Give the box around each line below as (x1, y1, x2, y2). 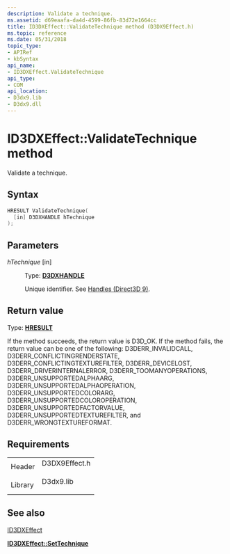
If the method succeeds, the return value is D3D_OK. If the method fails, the (7, 337, 224, 345)
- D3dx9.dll (7, 101, 42, 108)
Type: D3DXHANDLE (24, 271, 85, 280)
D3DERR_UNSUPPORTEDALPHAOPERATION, (7, 381, 136, 390)
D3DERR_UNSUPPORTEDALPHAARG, (7, 374, 115, 382)
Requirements (7, 438, 69, 450)
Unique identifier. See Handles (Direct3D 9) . (24, 285, 151, 293)
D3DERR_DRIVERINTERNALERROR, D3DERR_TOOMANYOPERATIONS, (7, 366, 208, 374)
